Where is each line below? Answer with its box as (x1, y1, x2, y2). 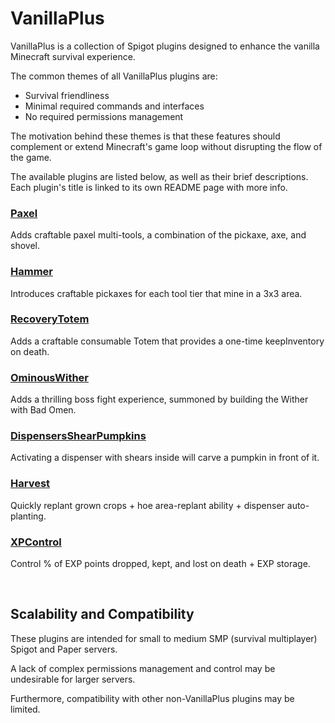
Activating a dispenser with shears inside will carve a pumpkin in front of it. (10, 452, 320, 464)
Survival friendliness (24, 89, 110, 101)
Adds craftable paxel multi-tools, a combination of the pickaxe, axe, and (10, 229, 307, 241)
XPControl (10, 535, 62, 549)
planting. (10, 510, 47, 522)
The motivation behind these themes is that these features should (10, 130, 281, 142)
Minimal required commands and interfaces (24, 100, 205, 112)
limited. (10, 703, 41, 715)
